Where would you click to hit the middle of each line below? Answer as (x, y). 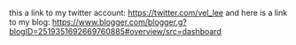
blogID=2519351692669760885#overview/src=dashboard (115, 31)
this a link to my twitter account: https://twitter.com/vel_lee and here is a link (148, 13)
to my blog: (30, 22)
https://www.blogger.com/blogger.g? (120, 22)
